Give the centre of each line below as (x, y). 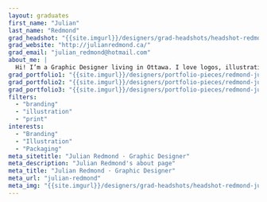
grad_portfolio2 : (37, 82)
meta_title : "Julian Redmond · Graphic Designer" (92, 171)
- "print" (31, 119)
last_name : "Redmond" (44, 30)
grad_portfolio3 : (37, 89)
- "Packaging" (39, 149)
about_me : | (28, 60)
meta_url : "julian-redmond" (55, 179)
